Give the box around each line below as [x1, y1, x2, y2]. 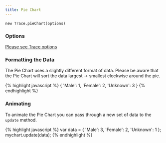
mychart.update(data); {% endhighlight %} [5, 132, 93, 138]
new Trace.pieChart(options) [5, 21, 66, 26]
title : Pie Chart [5, 7, 41, 12]
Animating [5, 100, 31, 107]
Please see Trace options [5, 43, 57, 50]
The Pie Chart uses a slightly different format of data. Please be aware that [5, 68, 159, 74]
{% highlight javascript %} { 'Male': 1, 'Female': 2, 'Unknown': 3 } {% [5, 83, 146, 89]
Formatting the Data [5, 56, 55, 63]
